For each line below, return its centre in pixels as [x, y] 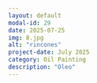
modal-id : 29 [30, 23]
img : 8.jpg [26, 38]
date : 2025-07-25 [37, 30]
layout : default [35, 15]
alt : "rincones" [35, 45]
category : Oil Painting [47, 60]
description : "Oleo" [42, 67]
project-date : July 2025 [49, 52]
